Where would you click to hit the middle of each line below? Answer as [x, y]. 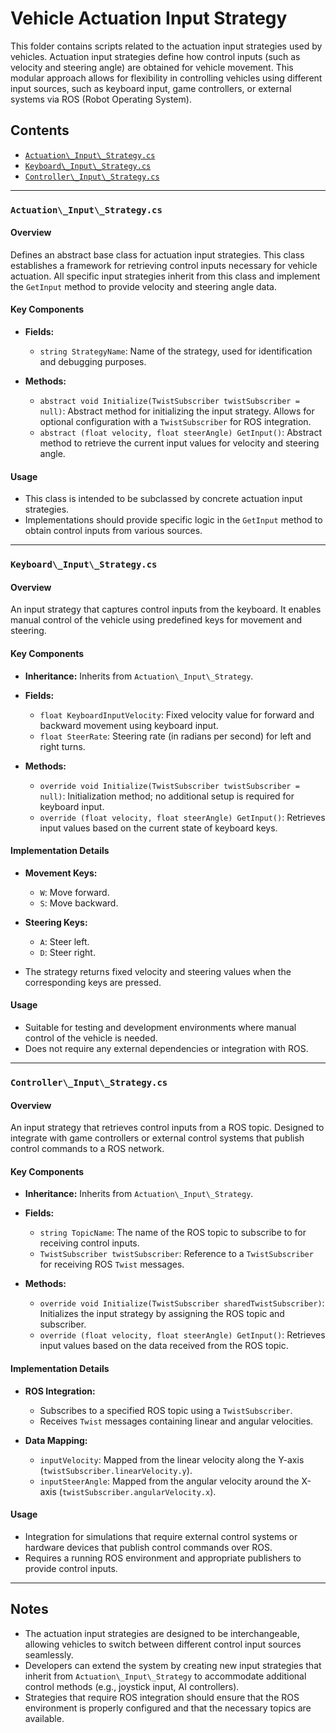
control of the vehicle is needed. [91, 1038]
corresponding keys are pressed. [93, 982]
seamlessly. [49, 1654]
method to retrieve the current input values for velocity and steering [179, 443]
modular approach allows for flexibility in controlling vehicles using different [166, 78]
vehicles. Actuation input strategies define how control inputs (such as [155, 56]
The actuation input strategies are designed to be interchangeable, [162, 1633]
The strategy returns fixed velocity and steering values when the [158, 971]
